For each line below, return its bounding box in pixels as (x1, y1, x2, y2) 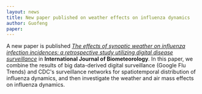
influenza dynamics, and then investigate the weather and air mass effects (6, 75, 194, 82)
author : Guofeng (6, 20, 48, 26)
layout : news (6, 8, 40, 15)
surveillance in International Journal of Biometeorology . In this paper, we (6, 55, 193, 62)
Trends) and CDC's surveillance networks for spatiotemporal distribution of (6, 68, 196, 76)
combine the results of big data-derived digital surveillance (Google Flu (6, 62, 186, 69)
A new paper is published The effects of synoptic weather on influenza (6, 42, 185, 50)
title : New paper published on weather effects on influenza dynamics (6, 15, 190, 21)
